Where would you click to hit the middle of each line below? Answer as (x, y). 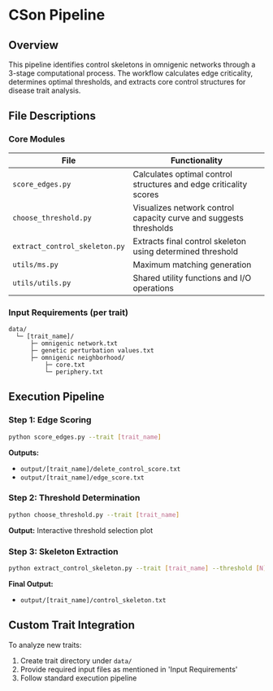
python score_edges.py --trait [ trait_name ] (85, 437)
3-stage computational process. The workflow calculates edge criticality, (131, 73)
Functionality (197, 160)
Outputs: (24, 453)
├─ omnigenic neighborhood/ (78, 357)
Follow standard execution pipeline (78, 678)
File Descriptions (52, 116)
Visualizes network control (183, 208)
